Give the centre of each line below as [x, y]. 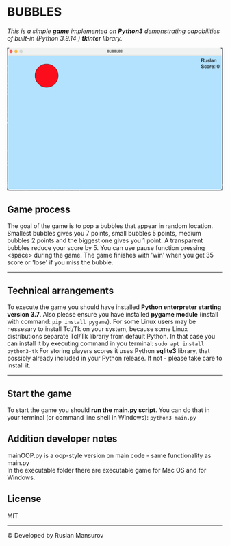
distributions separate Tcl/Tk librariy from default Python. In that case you [111, 337]
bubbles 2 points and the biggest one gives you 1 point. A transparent [105, 240]
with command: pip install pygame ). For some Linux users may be [102, 322]
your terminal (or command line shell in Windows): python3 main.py [102, 417]
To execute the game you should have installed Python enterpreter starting [114, 307]
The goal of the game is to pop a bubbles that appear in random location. [110, 226]
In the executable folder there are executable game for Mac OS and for [107, 470]
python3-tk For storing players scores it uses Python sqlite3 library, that [108, 351]
